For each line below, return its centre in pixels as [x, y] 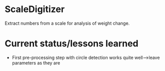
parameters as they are [36, 63]
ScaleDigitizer [35, 9]
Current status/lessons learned [72, 44]
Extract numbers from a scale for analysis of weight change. [67, 23]
